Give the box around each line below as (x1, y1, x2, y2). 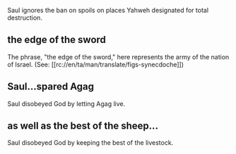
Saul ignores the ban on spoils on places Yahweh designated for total (7, 6, 209, 14)
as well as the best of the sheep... (7, 120, 159, 132)
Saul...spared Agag (7, 81, 94, 93)
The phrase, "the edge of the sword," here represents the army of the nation (7, 52, 230, 61)
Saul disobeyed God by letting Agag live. (7, 99, 126, 108)
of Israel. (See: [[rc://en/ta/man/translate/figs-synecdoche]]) (7, 60, 184, 69)
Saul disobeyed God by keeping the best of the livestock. (7, 138, 174, 147)
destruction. (7, 13, 42, 22)
